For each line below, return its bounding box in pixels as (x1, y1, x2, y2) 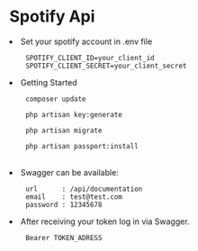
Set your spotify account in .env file (21, 36, 153, 47)
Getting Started (21, 76, 78, 87)
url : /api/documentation (25, 184, 143, 193)
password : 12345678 (25, 200, 103, 209)
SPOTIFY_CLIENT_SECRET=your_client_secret (25, 61, 187, 70)
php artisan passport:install (25, 141, 139, 150)
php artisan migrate (25, 126, 103, 135)
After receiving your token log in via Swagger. (21, 216, 191, 227)
